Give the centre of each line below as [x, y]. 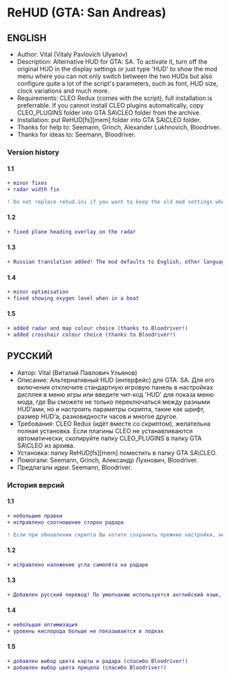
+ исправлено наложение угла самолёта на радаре [78, 565]
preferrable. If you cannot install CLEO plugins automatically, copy [110, 105]
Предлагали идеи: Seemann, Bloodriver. [74, 467]
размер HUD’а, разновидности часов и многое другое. [98, 416]
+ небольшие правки [35, 516]
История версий [36, 485]
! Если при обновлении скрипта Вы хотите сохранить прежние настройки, [111, 535]
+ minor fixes [27, 183]
